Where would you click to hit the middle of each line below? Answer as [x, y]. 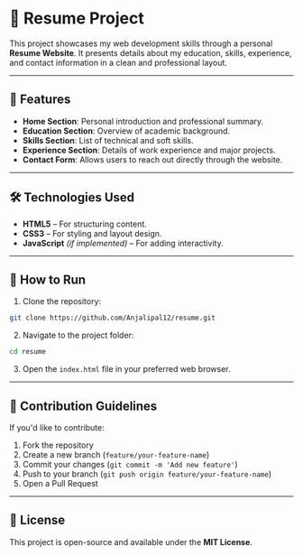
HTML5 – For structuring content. [84, 224]
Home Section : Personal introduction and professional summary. [143, 121]
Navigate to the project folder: [78, 335]
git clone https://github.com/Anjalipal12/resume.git [113, 318]
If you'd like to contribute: [57, 427]
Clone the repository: [62, 301]
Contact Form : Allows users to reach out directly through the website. [152, 159]
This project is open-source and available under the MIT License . [131, 542]
